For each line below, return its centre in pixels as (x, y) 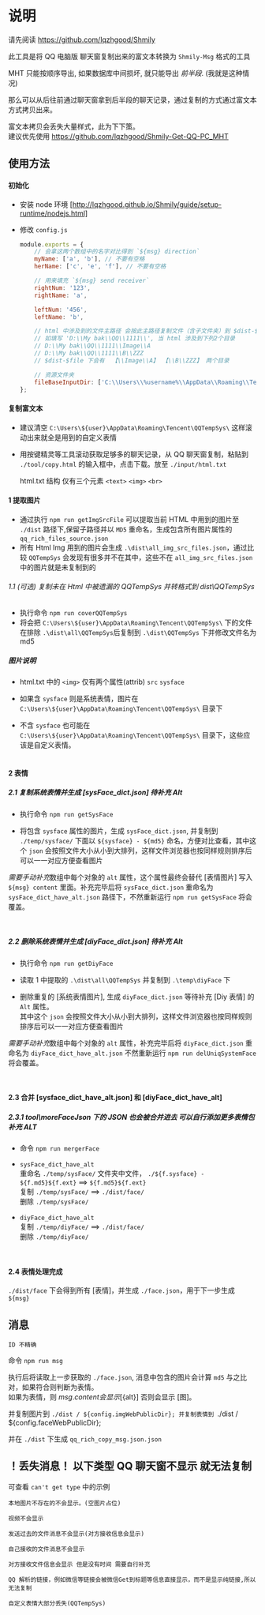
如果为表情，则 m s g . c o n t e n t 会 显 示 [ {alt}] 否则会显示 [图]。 (102, 1397)
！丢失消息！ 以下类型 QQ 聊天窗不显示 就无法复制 (130, 1466)
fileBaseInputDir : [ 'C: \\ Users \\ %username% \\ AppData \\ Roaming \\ (142, 382)
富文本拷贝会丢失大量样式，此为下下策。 (74, 126)
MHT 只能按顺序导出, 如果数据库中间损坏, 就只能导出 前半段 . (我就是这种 (125, 73)
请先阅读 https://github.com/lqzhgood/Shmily (82, 39)
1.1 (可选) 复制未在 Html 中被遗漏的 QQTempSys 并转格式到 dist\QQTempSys (131, 587)
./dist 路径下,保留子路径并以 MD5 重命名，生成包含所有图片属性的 (126, 529)
